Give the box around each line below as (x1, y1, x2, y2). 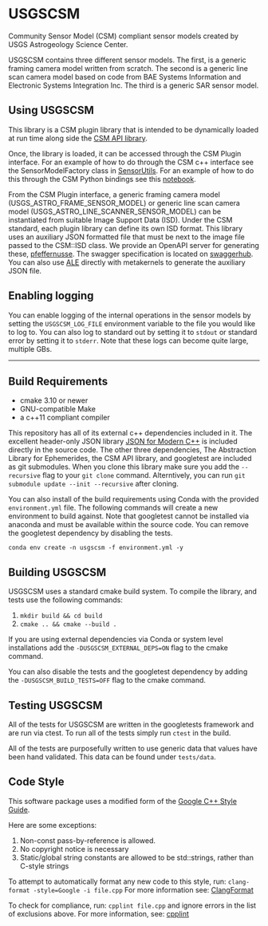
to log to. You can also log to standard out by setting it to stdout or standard (8, 327, 258, 337)
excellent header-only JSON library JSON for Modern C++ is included (8, 436, 238, 447)
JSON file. (8, 266, 42, 275)
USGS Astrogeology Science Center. (8, 39, 128, 49)
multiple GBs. (8, 344, 53, 353)
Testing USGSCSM (8, 699, 103, 712)
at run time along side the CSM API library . (8, 133, 148, 143)
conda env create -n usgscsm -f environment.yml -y (8, 544, 183, 552)
